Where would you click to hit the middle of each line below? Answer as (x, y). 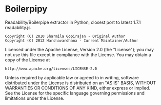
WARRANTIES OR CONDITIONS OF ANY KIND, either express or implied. (78, 88)
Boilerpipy (26, 9)
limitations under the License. (35, 98)
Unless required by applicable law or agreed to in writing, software (72, 77)
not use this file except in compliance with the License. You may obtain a (78, 55)
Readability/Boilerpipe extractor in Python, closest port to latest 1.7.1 (73, 22)
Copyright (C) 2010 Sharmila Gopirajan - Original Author (65, 36)
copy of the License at (28, 60)
